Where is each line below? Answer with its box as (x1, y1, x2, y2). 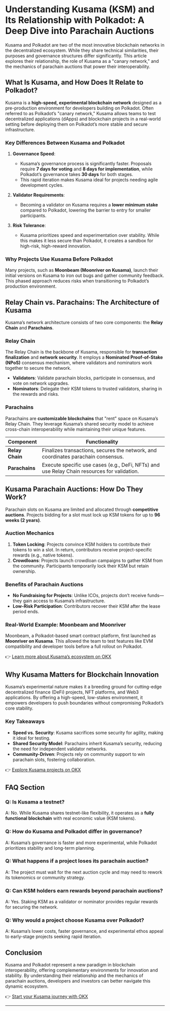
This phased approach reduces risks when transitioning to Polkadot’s (5, 278, 149, 284)
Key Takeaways (5, 718, 45, 725)
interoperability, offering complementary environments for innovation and (5, 967, 158, 973)
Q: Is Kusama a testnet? (5, 798, 65, 805)
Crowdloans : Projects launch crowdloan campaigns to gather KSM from (12, 557, 163, 564)
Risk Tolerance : (12, 222, 47, 229)
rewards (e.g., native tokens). (12, 552, 74, 558)
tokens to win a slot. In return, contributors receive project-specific (12, 546, 153, 552)
